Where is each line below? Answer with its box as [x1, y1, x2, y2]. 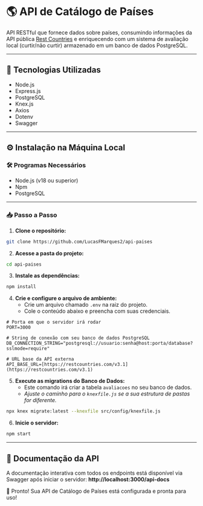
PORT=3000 [6, 324, 31, 331]
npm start [6, 431, 31, 437]
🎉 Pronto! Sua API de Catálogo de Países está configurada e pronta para [6, 487, 186, 495]
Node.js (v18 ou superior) [14, 177, 79, 184]
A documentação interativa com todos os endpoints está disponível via [6, 469, 183, 476]
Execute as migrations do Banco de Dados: [14, 377, 125, 385]
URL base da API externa [11, 356, 74, 362]
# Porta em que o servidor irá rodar [6, 319, 101, 325]
